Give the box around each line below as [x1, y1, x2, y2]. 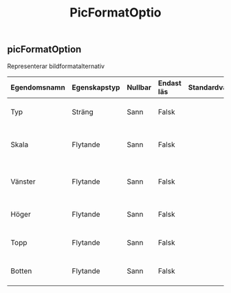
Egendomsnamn [10, 83, 65, 92]
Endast [157, 78, 182, 87]
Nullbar [126, 83, 152, 92]
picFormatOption [7, 43, 82, 56]
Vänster [10, 177, 36, 186]
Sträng [71, 107, 94, 116]
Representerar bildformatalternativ [7, 62, 105, 70]
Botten [10, 266, 32, 276]
